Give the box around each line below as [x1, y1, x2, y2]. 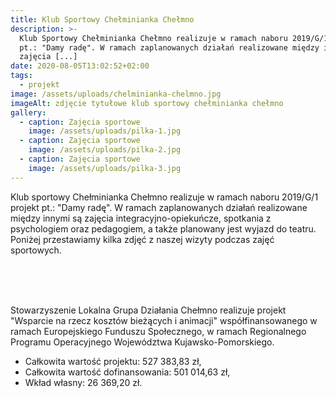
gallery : [10, 107, 47, 118]
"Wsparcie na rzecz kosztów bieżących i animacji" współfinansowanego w [10, 314, 318, 326]
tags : [10, 71, 33, 81]
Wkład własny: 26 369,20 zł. [24, 376, 143, 388]
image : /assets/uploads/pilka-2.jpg [28, 145, 182, 155]
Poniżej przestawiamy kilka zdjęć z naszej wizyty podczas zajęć [10, 233, 275, 245]
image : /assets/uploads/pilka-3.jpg [28, 163, 182, 173]
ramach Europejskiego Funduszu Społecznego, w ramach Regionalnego [10, 325, 307, 337]
